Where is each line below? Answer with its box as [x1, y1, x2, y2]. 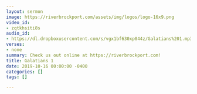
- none [6, 47, 22, 53]
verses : [6, 42, 25, 48]
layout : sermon [6, 8, 43, 15]
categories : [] [6, 69, 43, 75]
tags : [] [6, 74, 28, 80]
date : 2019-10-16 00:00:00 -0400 [6, 63, 88, 69]
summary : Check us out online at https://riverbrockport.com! [6, 52, 161, 58]
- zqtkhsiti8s [6, 25, 41, 31]
